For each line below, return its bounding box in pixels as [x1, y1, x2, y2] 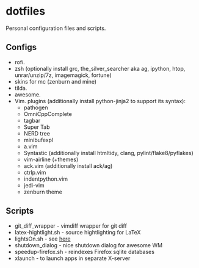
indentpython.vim [23, 175, 68, 183]
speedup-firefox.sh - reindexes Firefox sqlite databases [14, 248, 155, 255]
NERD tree [23, 129, 50, 137]
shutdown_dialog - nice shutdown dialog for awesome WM [14, 241, 163, 248]
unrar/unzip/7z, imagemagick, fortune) [14, 71, 112, 79]
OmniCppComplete [23, 110, 73, 117]
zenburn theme [23, 188, 62, 195]
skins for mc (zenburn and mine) [14, 78, 97, 85]
